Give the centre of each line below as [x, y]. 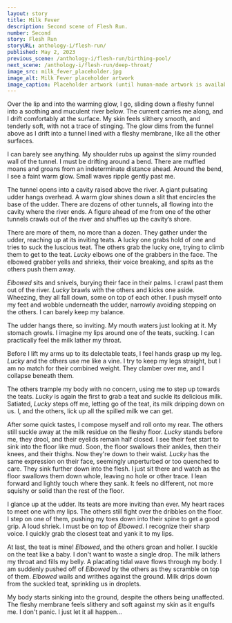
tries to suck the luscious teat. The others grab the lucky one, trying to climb [116, 247]
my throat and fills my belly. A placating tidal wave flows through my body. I [115, 562]
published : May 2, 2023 [41, 53]
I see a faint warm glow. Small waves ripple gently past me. [91, 177]
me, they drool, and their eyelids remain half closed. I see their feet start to [113, 440]
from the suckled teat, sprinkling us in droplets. [74, 584]
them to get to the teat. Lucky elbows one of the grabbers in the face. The [112, 255]
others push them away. [41, 269]
